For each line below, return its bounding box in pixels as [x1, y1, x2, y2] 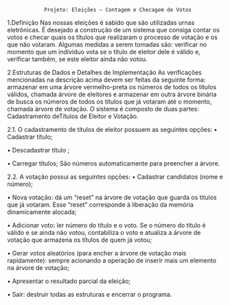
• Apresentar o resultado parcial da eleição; [7, 277, 131, 285]
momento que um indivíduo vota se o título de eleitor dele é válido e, [7, 48, 201, 56]
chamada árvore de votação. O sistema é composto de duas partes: [7, 105, 199, 113]
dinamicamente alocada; [7, 208, 77, 216]
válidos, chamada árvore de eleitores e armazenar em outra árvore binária [7, 90, 217, 98]
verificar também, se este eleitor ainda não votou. [7, 55, 148, 63]
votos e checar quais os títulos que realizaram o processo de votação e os [7, 33, 218, 41]
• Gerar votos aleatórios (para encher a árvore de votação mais [7, 249, 187, 257]
